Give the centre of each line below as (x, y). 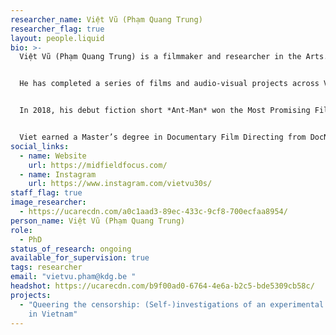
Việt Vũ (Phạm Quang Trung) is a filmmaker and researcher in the (160, 57)
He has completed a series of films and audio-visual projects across (169, 84)
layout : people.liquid (57, 38)
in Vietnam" (53, 314)
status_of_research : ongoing (71, 249)
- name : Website (53, 156)
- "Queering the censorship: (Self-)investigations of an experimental (172, 304)
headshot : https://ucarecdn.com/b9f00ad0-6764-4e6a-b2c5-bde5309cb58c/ (162, 286)
